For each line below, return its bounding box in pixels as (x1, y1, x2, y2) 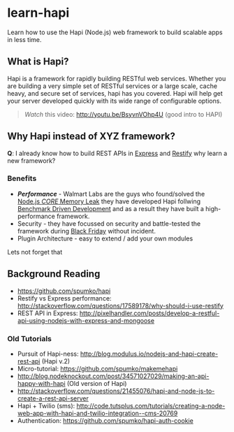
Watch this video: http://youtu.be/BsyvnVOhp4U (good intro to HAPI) (24, 110, 223, 118)
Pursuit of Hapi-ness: (17, 350, 79, 358)
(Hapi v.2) (41, 357, 71, 365)
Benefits (7, 173, 37, 183)
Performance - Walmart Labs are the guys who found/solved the (17, 189, 205, 198)
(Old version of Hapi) (66, 379, 127, 387)
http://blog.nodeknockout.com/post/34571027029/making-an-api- (17, 372, 210, 380)
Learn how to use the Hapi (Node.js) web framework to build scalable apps (7, 28, 223, 36)
